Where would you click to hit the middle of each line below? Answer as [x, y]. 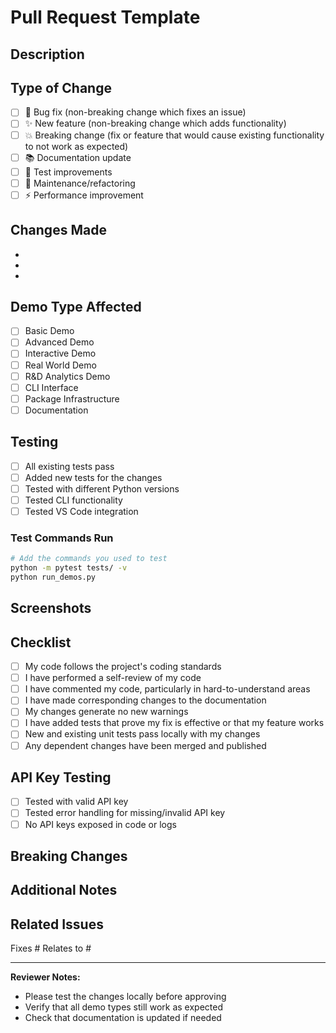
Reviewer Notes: [45, 977]
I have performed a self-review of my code [113, 678]
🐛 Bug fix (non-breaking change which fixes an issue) [135, 112]
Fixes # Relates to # [51, 948]
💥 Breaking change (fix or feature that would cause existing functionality [174, 135]
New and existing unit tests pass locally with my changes [142, 734]
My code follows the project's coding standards [123, 667]
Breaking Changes [69, 856]
